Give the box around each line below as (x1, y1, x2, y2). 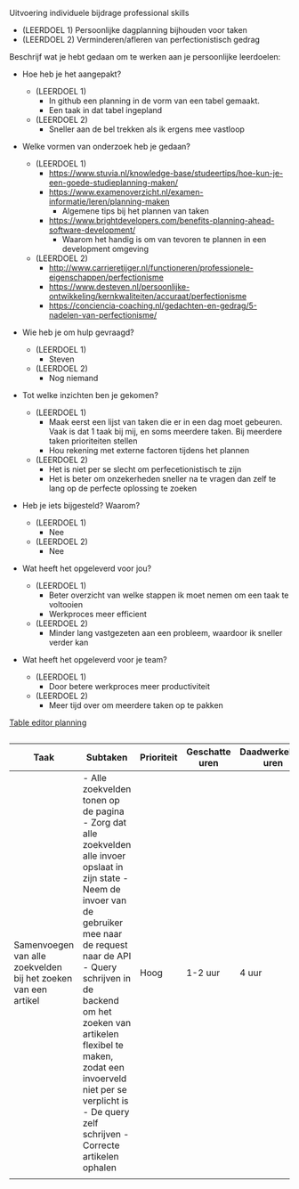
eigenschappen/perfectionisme (48, 272, 165, 282)
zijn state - (83, 872, 129, 884)
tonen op (83, 794, 120, 807)
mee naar (83, 928, 123, 941)
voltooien (48, 599, 84, 609)
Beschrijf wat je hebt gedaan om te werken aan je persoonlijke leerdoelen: (9, 52, 281, 61)
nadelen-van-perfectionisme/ (48, 310, 158, 320)
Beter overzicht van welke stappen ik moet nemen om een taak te (48, 590, 289, 600)
